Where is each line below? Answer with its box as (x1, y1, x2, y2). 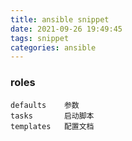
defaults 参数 (10, 100, 80, 110)
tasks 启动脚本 (10, 111, 95, 121)
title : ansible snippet (10, 14, 110, 25)
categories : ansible (10, 42, 97, 53)
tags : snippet (10, 33, 70, 43)
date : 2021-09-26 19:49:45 (10, 24, 123, 34)
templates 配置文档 (10, 121, 95, 131)
